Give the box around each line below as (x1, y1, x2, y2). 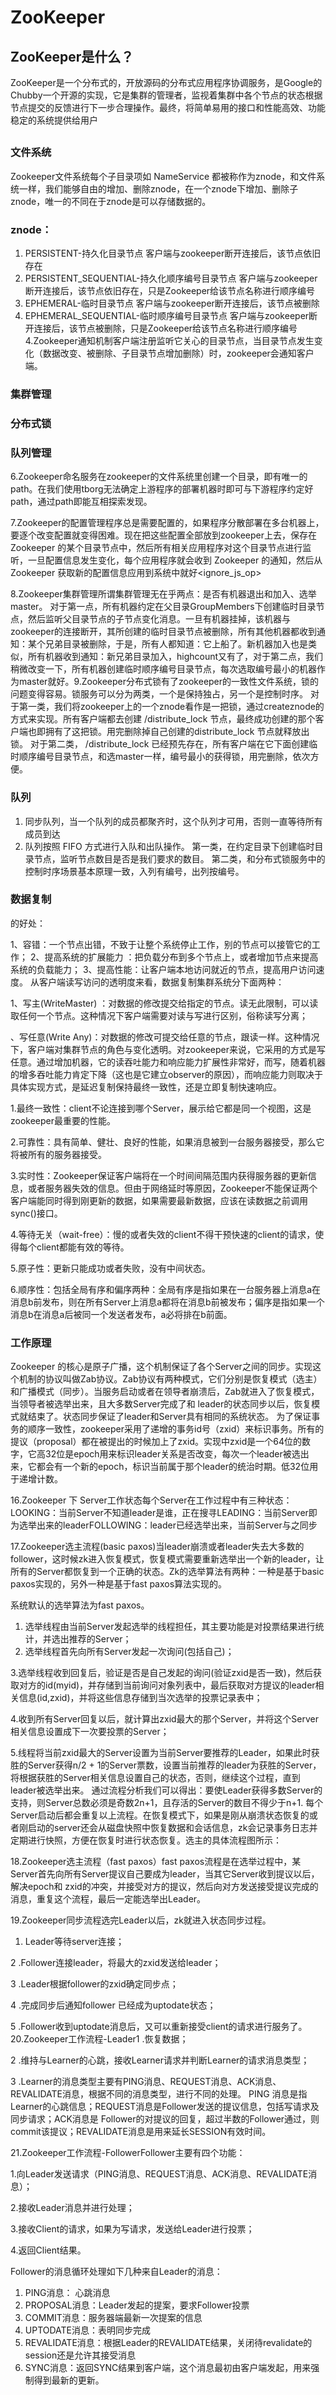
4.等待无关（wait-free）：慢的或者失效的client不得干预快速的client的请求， (10, 1228, 316, 1240)
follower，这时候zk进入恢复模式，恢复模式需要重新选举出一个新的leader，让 (10, 1553, 325, 1565)
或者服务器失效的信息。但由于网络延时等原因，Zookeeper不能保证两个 (27, 1182, 318, 1194)
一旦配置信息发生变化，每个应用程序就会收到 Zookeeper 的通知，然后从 (27, 554, 323, 566)
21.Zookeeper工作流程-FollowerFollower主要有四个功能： (10, 2147, 246, 2159)
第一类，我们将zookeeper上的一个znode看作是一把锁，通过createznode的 (18, 701, 325, 713)
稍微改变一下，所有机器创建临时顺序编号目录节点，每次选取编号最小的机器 (10, 663, 317, 675)
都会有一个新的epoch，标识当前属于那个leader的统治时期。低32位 (36, 1461, 310, 1473)
